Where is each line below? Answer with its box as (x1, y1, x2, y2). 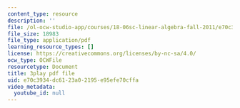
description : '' (7, 17, 56, 24)
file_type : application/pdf (7, 37, 91, 44)
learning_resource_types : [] (7, 43, 94, 50)
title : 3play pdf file (7, 70, 75, 77)
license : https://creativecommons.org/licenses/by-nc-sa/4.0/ (7, 50, 196, 58)
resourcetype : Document (7, 63, 79, 70)
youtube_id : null (14, 90, 66, 97)
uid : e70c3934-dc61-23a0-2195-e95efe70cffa (7, 76, 139, 84)
